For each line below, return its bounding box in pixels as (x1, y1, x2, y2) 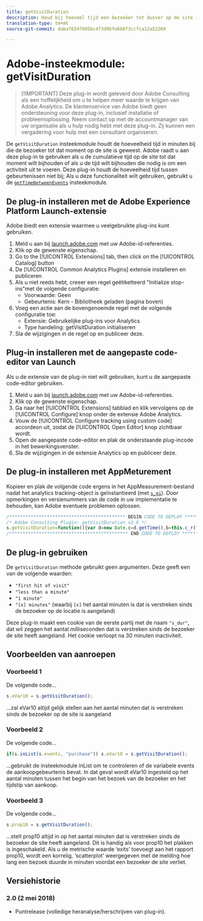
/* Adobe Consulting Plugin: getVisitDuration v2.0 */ (6, 519, 147, 525)
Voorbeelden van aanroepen (6, 649, 116, 660)
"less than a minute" (14, 589, 69, 595)
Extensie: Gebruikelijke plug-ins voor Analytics (24, 317, 140, 324)
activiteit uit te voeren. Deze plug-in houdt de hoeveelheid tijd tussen (6, 166, 178, 173)
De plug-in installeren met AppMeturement (6, 467, 172, 477)
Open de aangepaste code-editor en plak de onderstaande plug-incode (14, 436, 194, 444)
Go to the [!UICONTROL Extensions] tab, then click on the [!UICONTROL (14, 253, 195, 260)
